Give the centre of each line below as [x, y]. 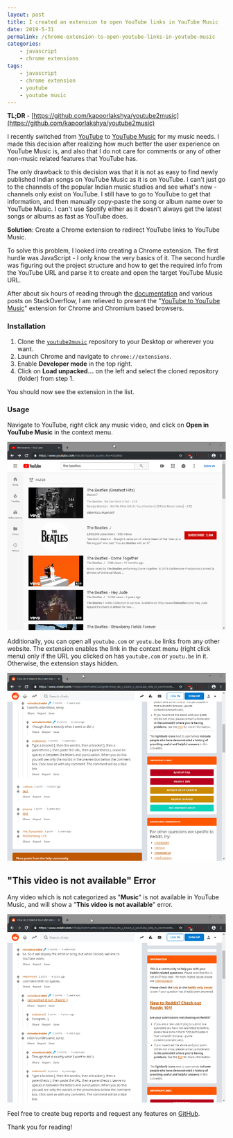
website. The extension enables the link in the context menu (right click [109, 648]
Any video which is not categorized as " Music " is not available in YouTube [113, 897]
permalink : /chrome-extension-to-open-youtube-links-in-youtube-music [111, 37]
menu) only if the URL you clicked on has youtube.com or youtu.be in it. [107, 656]
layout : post [26, 15]
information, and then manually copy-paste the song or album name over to [115, 202]
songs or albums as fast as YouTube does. [68, 216]
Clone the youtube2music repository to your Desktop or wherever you [115, 341]
